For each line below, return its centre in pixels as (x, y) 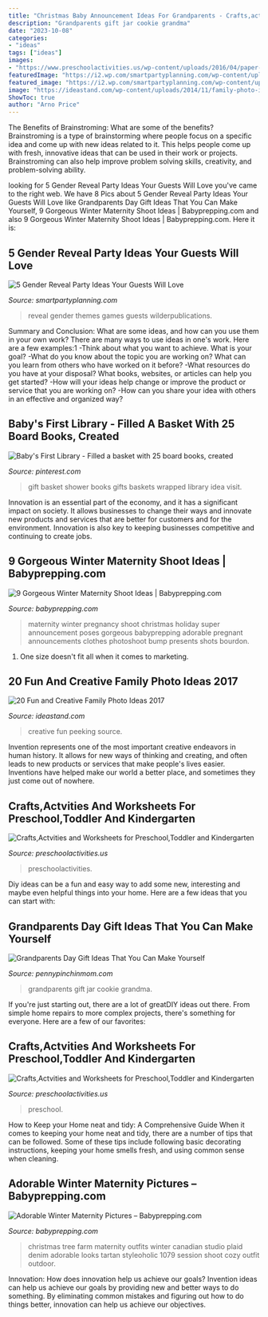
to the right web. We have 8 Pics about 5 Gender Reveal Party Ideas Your (128, 194)
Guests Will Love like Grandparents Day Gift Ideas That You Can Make (123, 202)
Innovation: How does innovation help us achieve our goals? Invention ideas (133, 1279)
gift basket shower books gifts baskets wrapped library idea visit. (135, 486)
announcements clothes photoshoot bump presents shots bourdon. (138, 641)
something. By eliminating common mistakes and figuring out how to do (126, 1295)
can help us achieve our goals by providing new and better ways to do (124, 1287)
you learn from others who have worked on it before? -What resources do (129, 365)
